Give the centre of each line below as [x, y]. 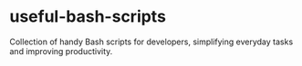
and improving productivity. [61, 51]
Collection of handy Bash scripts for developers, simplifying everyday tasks [151, 42]
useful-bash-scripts [88, 17]
